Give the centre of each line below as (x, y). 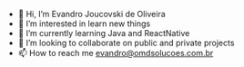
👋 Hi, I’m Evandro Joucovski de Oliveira (91, 14)
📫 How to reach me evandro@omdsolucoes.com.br (116, 53)
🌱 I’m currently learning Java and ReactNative (104, 33)
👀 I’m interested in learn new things (84, 24)
